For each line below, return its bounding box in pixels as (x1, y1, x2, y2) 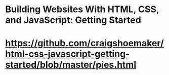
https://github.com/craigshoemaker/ (5, 37, 164, 49)
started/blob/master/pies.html (5, 59, 137, 70)
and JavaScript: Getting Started (5, 14, 142, 26)
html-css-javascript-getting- (5, 48, 130, 60)
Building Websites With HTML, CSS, (5, 4, 159, 15)
